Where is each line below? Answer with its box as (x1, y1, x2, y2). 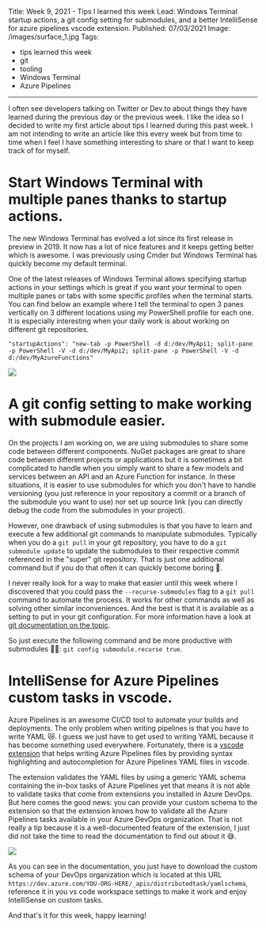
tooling (19, 64, 43, 74)
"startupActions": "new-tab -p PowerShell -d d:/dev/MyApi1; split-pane (8, 340, 253, 348)
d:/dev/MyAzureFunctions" (8, 353, 93, 361)
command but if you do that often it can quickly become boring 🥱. (8, 563, 223, 572)
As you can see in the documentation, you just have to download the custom (8, 861, 258, 871)
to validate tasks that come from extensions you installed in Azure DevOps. (8, 789, 253, 799)
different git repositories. (8, 324, 89, 334)
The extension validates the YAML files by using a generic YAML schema (8, 772, 246, 781)
